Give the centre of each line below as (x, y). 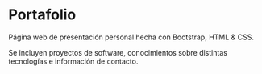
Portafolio (42, 15)
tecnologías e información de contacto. (73, 61)
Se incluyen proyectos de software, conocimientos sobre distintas (118, 52)
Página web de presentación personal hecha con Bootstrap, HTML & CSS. (131, 37)
